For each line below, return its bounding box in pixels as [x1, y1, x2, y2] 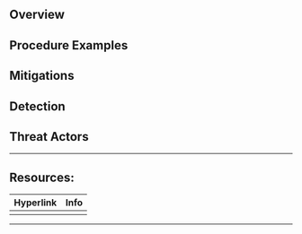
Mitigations [9, 68, 75, 83]
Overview [9, 7, 66, 22]
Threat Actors [9, 129, 89, 144]
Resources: [9, 169, 75, 185]
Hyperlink [13, 196, 58, 209]
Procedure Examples [9, 38, 129, 53]
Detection [9, 99, 66, 114]
